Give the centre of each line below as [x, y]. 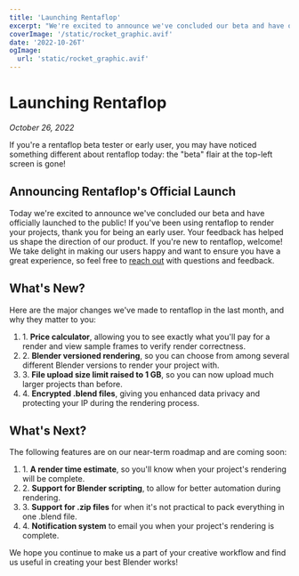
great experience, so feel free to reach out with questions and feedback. [142, 260]
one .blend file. [49, 516]
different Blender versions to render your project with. [121, 365]
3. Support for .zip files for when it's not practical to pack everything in [153, 507]
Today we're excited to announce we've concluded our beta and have [137, 213]
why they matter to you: [53, 319]
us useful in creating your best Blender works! [94, 563]
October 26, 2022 [42, 127]
